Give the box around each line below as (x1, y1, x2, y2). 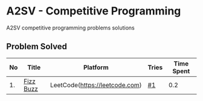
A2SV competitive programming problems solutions (6, 24, 135, 31)
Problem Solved (6, 41, 68, 52)
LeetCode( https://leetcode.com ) (50, 81, 142, 89)
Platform (83, 63, 109, 72)
